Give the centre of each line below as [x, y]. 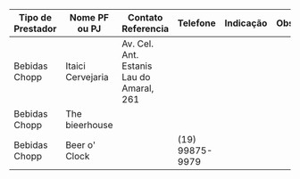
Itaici [76, 66]
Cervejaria [87, 77]
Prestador [35, 28]
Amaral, [138, 88]
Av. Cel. [138, 44]
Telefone [196, 23]
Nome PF [89, 17]
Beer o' [81, 145]
